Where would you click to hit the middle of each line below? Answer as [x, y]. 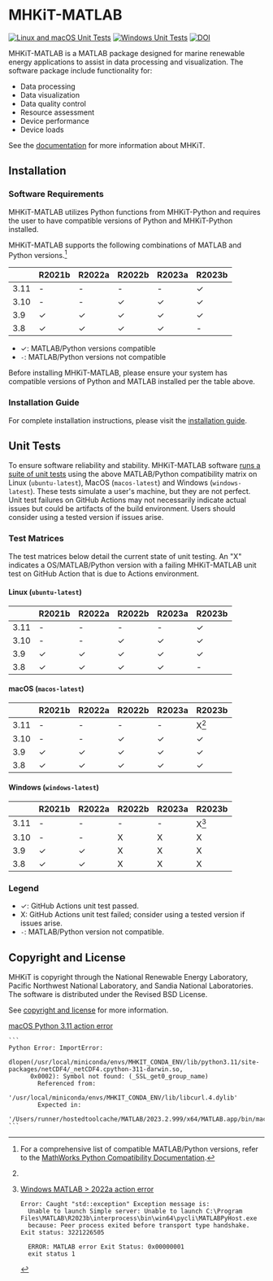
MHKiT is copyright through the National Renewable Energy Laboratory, [128, 977]
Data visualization [50, 94]
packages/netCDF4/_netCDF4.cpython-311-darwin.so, [96, 1069]
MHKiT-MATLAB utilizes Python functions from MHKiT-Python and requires [135, 212]
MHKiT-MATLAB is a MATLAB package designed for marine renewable [127, 53]
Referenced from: [67, 1084]
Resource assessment [57, 112]
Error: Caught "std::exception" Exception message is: [115, 1204]
